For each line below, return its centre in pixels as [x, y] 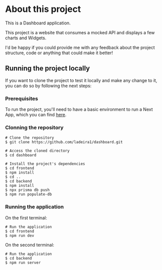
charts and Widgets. [26, 38]
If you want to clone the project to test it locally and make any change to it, [81, 80]
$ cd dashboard [21, 155]
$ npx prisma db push [27, 190]
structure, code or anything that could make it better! [59, 53]
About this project [43, 9]
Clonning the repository [34, 127]
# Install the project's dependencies [45, 164]
